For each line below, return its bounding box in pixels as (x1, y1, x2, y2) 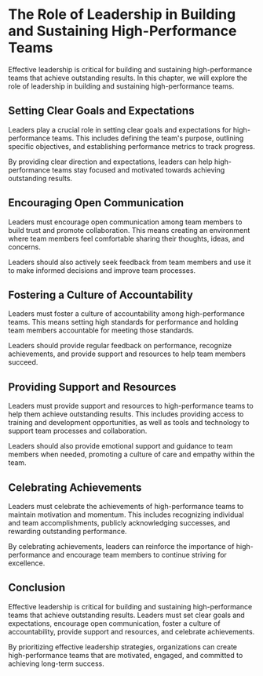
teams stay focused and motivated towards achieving (52, 165, 225, 174)
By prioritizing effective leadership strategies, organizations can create (8, 641, 238, 652)
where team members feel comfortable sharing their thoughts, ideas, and (8, 234, 245, 243)
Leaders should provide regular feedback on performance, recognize (8, 341, 232, 351)
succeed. (8, 358, 38, 367)
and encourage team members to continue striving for (52, 551, 228, 559)
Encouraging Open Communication (8, 196, 184, 209)
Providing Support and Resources (8, 380, 177, 394)
